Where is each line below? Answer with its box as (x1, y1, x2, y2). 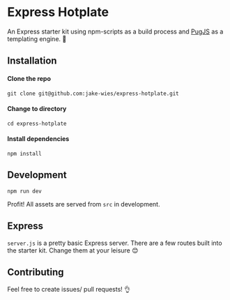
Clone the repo (7, 74, 51, 82)
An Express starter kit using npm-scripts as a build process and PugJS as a (7, 27, 224, 36)
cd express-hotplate (7, 120, 68, 127)
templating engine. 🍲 (7, 34, 67, 43)
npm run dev (7, 188, 42, 195)
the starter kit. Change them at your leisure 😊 (7, 246, 139, 255)
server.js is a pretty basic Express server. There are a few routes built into (7, 239, 222, 247)
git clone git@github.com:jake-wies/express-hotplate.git (7, 90, 179, 97)
